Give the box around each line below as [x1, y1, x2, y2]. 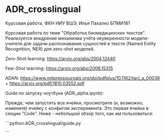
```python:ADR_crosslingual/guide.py [5, 120, 81, 126]
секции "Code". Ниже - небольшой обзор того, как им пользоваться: [5, 110, 153, 116]
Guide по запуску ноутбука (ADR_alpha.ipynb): [5, 90, 104, 96]
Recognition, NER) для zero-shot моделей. [5, 46, 95, 52]
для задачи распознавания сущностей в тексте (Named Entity [23, 40, 156, 46]
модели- [130, 35, 149, 41]
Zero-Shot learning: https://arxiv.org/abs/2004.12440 [5, 55, 116, 61]
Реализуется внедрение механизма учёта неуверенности [5, 35, 130, 41]
